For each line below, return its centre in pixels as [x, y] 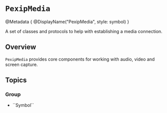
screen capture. [22, 64]
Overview [21, 47]
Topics [16, 80]
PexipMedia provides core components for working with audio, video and [80, 59]
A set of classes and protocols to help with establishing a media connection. [84, 31]
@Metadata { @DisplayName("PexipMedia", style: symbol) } [67, 21]
